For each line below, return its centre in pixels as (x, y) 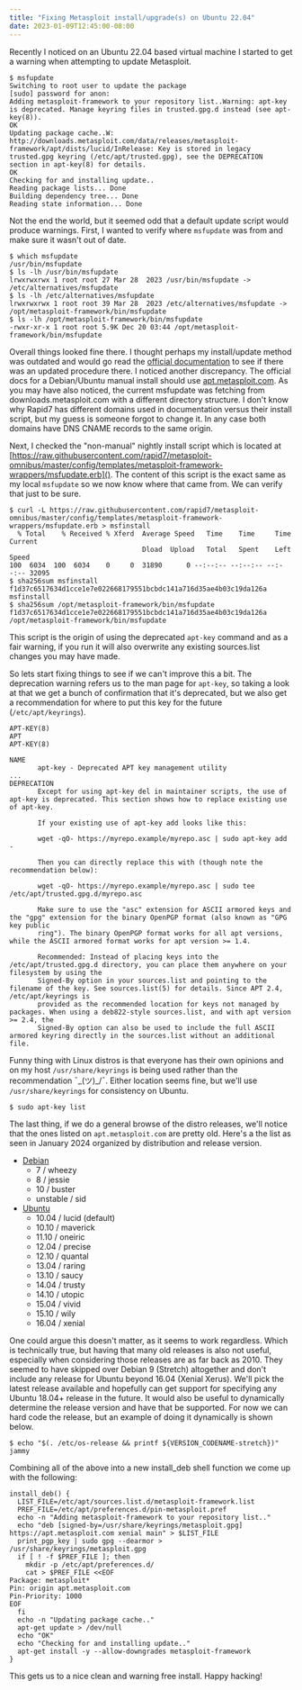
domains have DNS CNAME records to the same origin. (111, 428)
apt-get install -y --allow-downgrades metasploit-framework (134, 1651)
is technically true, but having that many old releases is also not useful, (141, 1350)
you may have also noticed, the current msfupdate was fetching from (137, 390)
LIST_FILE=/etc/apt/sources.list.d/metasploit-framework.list (136, 1501)
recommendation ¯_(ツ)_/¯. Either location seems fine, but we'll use (133, 1080)
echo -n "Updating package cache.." (86, 1620)
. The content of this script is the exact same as (198, 474)
